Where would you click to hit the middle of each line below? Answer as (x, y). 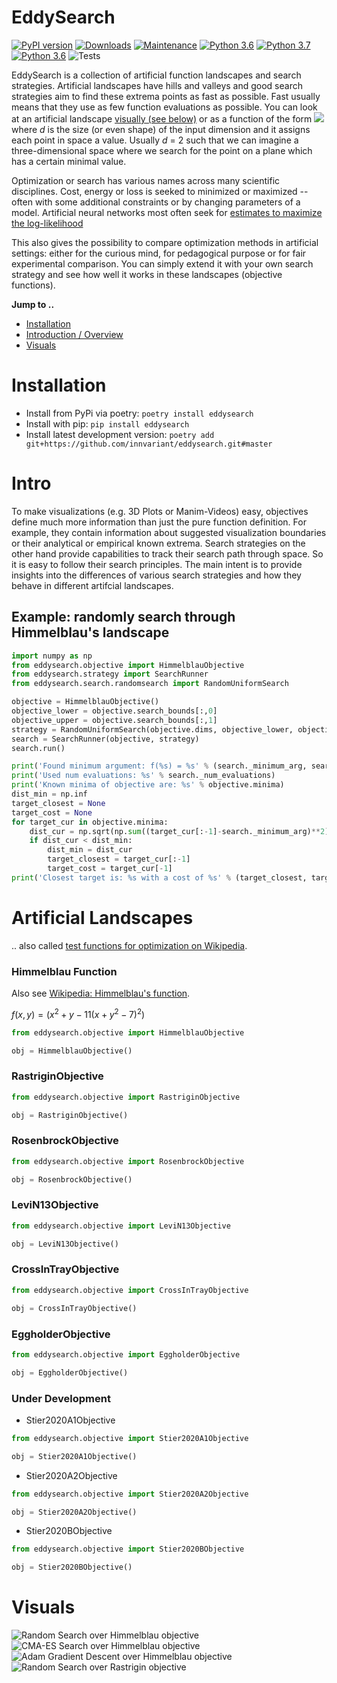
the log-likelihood (47, 223)
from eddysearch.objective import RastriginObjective (126, 1097)
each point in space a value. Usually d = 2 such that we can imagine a (155, 140)
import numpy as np (52, 656)
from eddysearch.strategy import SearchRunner (110, 674)
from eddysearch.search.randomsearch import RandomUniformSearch (150, 684)
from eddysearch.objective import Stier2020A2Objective (130, 1494)
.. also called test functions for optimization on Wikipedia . (129, 945)
